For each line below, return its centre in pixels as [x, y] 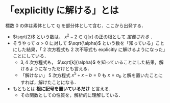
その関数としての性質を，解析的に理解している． [72, 95]
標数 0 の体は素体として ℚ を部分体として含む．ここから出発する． [76, 25]
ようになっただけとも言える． [61, 68]
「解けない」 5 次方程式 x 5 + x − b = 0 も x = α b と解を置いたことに [92, 75]
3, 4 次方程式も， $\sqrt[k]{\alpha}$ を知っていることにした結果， [90, 62]
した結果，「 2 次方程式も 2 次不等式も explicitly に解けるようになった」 [91, 49]
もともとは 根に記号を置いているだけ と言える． [63, 89]
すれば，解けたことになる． [50, 83]
